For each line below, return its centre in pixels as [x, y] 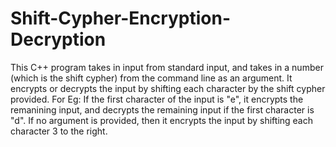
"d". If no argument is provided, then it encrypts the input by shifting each [162, 120]
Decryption [58, 39]
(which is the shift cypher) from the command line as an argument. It [151, 78]
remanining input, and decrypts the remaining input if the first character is [162, 109]
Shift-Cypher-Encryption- [121, 18]
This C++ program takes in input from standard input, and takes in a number [167, 67]
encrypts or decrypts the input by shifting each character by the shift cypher [168, 88]
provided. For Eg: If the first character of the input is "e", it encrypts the [157, 99]
